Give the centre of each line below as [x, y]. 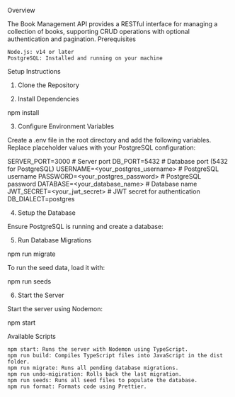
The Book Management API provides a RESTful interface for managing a [113, 24]
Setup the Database [46, 213]
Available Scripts [32, 336]
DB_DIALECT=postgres [41, 199]
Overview [21, 10]
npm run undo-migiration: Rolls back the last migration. [94, 374]
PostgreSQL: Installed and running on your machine [85, 58]
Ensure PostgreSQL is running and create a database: [86, 227]
